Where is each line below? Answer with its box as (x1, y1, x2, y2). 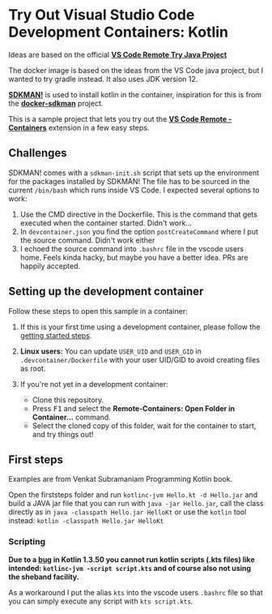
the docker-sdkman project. (8, 98, 104, 108)
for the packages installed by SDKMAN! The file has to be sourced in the (8, 176, 250, 186)
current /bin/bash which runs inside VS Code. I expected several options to (8, 185, 260, 195)
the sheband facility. (8, 572, 79, 582)
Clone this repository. (32, 395, 104, 405)
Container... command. (32, 412, 111, 422)
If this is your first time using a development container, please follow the (19, 322, 261, 332)
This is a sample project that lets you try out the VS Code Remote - (8, 114, 232, 123)
